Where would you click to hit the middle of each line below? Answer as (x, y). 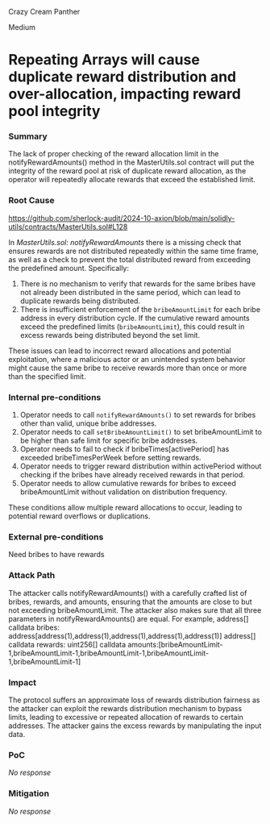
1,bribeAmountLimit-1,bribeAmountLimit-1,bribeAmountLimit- (109, 653)
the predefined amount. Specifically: (69, 268)
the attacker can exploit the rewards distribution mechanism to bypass (125, 708)
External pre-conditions (56, 537)
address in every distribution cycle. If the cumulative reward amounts (135, 318)
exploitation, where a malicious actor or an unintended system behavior (127, 359)
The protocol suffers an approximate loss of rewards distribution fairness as (134, 700)
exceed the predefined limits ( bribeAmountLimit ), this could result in (132, 327)
